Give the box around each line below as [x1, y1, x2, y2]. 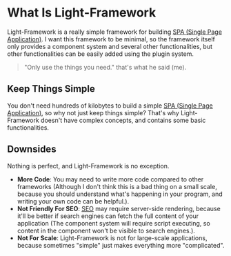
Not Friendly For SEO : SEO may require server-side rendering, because [17, 204, 221, 213]
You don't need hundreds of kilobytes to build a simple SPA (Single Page [7, 101, 213, 110]
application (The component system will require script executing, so [17, 219, 210, 227]
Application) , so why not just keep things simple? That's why [7, 108, 179, 117]
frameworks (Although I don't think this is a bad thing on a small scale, [17, 182, 217, 190]
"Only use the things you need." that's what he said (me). [23, 63, 187, 71]
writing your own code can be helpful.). [17, 197, 130, 205]
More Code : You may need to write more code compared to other [17, 175, 204, 184]
